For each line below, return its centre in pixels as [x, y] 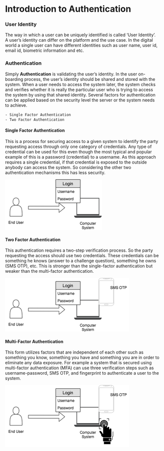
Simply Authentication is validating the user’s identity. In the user [71, 74]
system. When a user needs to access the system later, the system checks [80, 84]
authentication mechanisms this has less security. [55, 172]
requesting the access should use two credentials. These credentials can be [82, 256]
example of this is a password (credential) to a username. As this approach [81, 157]
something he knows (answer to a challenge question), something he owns [81, 261]
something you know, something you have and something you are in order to [82, 357]
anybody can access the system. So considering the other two [68, 167]
